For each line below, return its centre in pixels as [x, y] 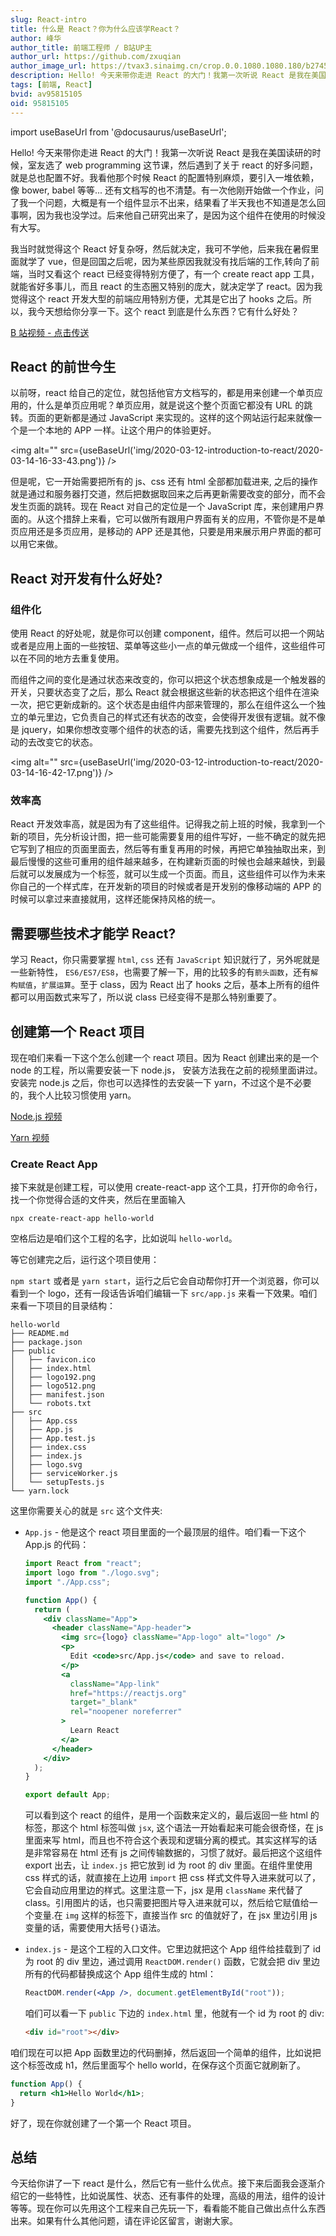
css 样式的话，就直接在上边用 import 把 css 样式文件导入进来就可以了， [172, 1878]
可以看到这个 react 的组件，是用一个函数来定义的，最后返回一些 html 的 [172, 1815]
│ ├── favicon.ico [53, 1360]
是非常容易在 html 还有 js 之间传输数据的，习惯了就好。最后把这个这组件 [173, 1853]
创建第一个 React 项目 [78, 1031]
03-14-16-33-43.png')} [58, 461]
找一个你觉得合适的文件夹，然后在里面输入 [98, 1200]
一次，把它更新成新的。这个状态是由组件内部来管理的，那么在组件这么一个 [163, 704]
